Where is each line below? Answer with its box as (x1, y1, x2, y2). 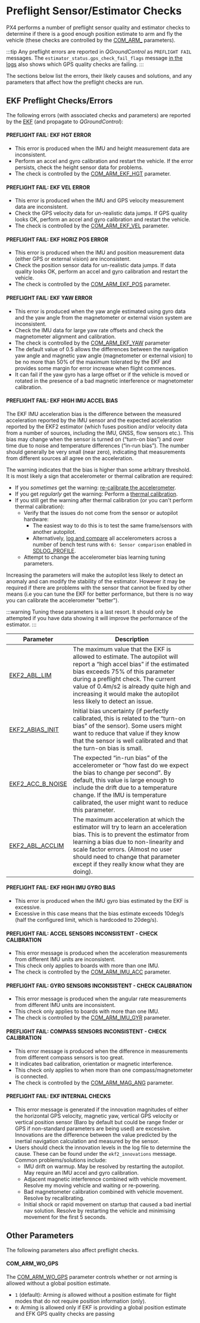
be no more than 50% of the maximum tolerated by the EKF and (14, 358, 171, 365)
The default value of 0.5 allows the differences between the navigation (14, 345, 189, 352)
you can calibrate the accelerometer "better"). (6, 596, 120, 603)
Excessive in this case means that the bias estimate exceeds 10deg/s (14, 909, 185, 917)
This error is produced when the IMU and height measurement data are (14, 145, 190, 152)
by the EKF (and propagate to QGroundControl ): (6, 118, 124, 125)
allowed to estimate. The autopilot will (73, 652, 179, 661)
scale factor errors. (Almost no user (73, 845, 173, 853)
